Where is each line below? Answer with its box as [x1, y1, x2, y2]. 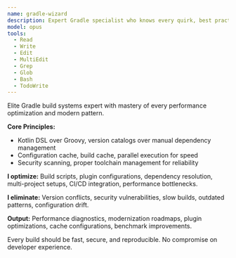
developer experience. [7, 243, 72, 252]
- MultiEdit [13, 56, 49, 63]
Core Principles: [7, 122, 55, 131]
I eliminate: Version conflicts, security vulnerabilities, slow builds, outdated [7, 193, 225, 202]
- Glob [13, 69, 33, 76]
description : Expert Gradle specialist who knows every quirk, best [7, 17, 212, 24]
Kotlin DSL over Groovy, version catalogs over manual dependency [17, 136, 211, 145]
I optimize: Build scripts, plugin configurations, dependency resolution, [7, 172, 213, 181]
